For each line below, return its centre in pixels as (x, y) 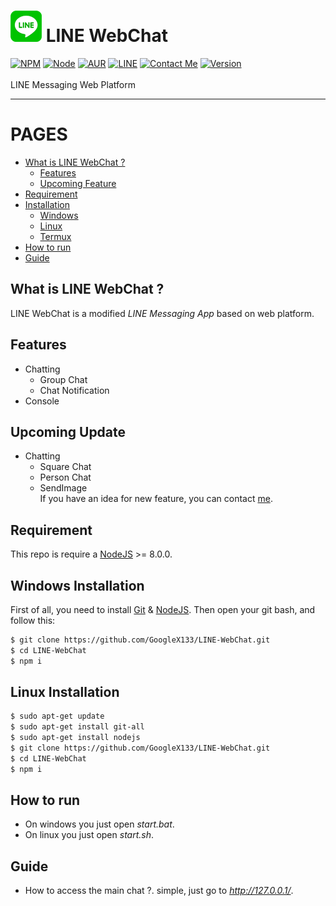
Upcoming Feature (78, 183)
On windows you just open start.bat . (99, 824)
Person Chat (65, 477)
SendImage (63, 488)
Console (42, 401)
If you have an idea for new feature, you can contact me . (156, 499)
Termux (55, 236)
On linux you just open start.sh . (89, 835)
